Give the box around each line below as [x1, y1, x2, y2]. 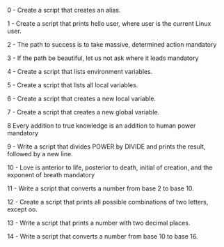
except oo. [7, 205, 38, 214]
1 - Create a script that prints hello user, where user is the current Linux [7, 20, 211, 27]
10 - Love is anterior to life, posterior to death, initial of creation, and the [7, 163, 213, 172]
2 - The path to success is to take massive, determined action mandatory [7, 40, 217, 48]
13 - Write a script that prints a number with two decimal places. [7, 219, 191, 227]
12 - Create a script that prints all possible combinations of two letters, [7, 198, 209, 206]
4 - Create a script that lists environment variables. [7, 68, 153, 75]
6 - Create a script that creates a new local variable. [7, 94, 157, 103]
